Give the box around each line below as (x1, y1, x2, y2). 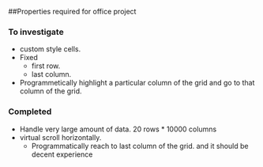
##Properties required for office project (8, 7, 137, 16)
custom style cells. (19, 44, 81, 54)
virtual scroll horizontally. (19, 132, 102, 142)
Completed (8, 106, 52, 117)
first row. (31, 61, 61, 70)
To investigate (8, 26, 65, 37)
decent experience (31, 150, 93, 159)
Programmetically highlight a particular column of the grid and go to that (19, 78, 255, 88)
